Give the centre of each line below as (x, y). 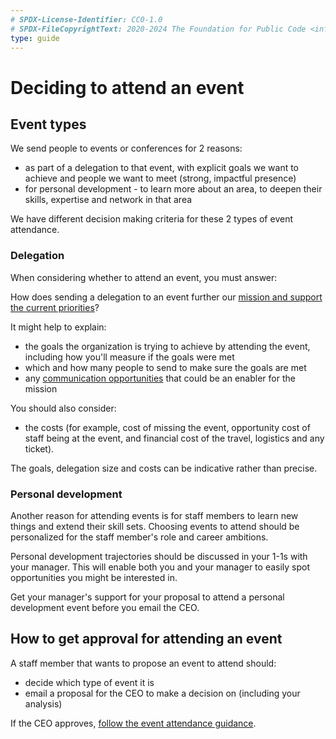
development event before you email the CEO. (105, 607)
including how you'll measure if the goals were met (129, 357)
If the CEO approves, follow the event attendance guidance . (133, 723)
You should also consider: (63, 408)
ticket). (39, 448)
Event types (48, 124)
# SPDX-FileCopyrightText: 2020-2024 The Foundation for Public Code (158, 29)
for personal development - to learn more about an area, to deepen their (173, 189)
